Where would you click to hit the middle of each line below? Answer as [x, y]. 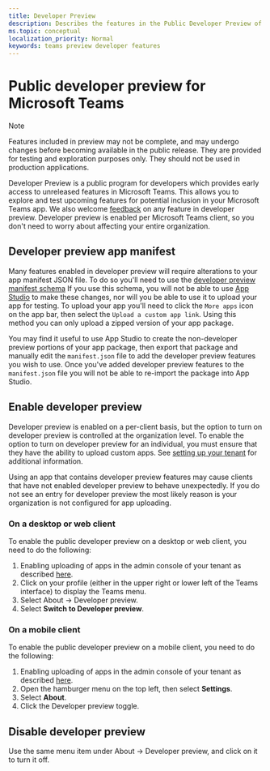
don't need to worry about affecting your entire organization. [109, 226]
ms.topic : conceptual [45, 31]
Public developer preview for [107, 86]
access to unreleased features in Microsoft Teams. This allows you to [124, 192]
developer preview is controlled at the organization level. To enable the [126, 435]
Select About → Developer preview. [79, 600]
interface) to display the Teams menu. [83, 591]
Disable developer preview [77, 732]
